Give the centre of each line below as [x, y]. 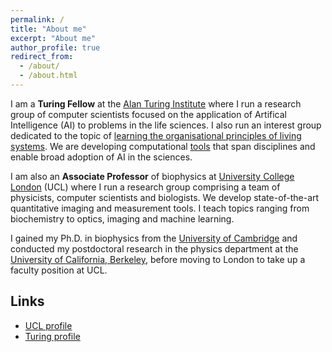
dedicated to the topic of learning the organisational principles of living [156, 135]
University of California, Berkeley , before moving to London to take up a [158, 259]
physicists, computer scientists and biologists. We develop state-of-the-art [165, 197]
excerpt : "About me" [53, 38]
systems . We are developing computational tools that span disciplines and [163, 146]
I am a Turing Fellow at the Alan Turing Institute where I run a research [156, 103]
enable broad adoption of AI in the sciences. [101, 157]
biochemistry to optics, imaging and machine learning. [122, 218]
